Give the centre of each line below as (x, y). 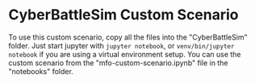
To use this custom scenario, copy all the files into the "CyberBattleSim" (128, 37)
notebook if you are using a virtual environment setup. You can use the (125, 54)
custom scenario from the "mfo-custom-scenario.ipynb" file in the (118, 63)
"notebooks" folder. (41, 71)
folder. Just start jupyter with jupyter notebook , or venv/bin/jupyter (121, 45)
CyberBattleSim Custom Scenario (124, 15)
